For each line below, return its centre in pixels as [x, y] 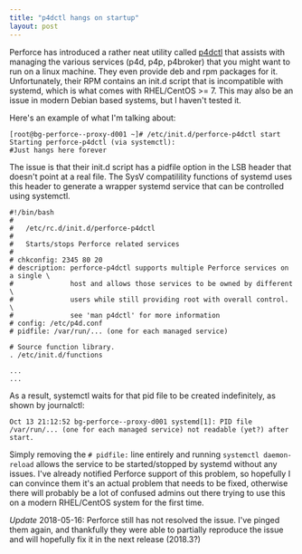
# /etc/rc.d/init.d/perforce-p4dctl [82, 228]
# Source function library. [62, 347]
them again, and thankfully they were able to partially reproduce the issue [146, 530]
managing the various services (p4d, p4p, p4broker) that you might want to [150, 62]
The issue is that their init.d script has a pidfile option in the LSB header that [151, 167]
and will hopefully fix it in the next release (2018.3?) [105, 539]
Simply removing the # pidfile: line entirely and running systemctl [134, 454]
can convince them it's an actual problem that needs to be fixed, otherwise [149, 483]
